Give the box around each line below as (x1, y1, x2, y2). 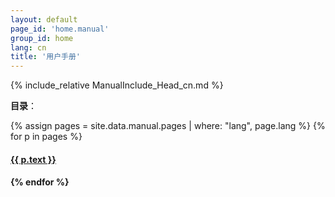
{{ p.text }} (10, 153, 57, 165)
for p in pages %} (10, 131, 83, 143)
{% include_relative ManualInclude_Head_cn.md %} (10, 79, 224, 91)
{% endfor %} (10, 176, 70, 188)
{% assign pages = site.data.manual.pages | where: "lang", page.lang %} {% (10, 120, 326, 132)
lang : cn (10, 42, 47, 53)
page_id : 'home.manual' (10, 24, 110, 34)
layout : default (10, 14, 78, 25)
